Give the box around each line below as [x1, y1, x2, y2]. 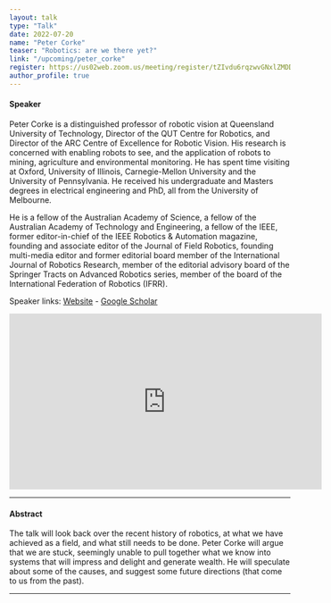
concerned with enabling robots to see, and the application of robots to [9, 147, 271, 157]
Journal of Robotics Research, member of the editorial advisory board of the [9, 259, 290, 270]
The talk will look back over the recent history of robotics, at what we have [9, 528, 284, 539]
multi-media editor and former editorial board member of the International [9, 249, 280, 260]
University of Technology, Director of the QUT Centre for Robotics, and [9, 128, 270, 138]
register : [9, 63, 46, 72]
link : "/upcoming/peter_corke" [9, 54, 126, 63]
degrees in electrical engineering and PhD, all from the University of [9, 185, 259, 196]
